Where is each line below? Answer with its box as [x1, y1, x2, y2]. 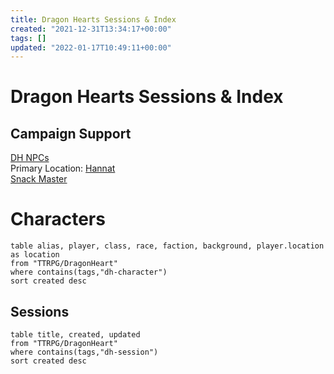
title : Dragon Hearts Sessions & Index [10, 14, 177, 25]
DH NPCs [10, 152, 50, 164]
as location [10, 250, 60, 260]
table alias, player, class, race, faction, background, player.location [10, 241, 325, 251]
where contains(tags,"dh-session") [10, 347, 159, 357]
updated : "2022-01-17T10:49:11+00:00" [10, 42, 172, 53]
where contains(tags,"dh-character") [10, 267, 168, 278]
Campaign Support [10, 125, 132, 142]
